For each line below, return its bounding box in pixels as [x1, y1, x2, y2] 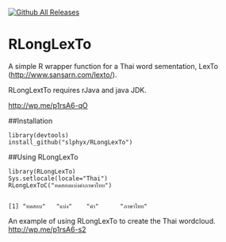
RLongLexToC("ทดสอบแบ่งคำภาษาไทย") [8, 181, 113, 190]
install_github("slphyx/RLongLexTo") [8, 138, 133, 146]
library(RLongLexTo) [8, 167, 77, 175]
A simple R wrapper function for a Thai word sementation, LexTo [8, 61, 219, 71]
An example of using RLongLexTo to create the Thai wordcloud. [8, 216, 216, 225]
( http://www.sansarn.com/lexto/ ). [8, 70, 117, 79]
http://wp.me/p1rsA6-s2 [8, 225, 86, 234]
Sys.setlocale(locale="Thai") [8, 175, 109, 182]
